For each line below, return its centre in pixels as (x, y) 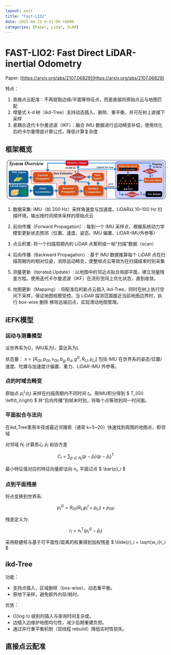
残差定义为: (17, 519)
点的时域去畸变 (24, 381)
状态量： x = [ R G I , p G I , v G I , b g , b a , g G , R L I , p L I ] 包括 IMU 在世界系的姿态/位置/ (84, 359)
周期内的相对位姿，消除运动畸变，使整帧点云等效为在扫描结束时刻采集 (91, 261)
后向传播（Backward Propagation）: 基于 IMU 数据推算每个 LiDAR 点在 (87, 255)
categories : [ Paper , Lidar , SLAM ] (42, 27)
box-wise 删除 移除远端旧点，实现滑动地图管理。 (70, 302)
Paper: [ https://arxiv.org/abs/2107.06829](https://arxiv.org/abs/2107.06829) (85, 78)
